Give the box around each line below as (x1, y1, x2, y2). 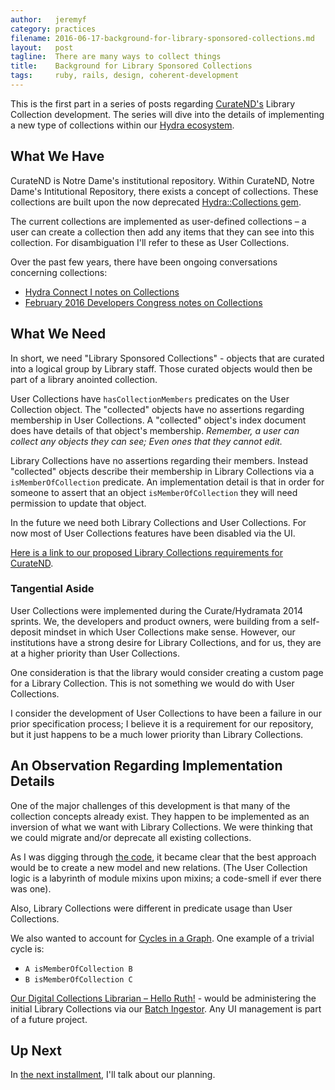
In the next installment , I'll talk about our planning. (10, 1069, 216, 1081)
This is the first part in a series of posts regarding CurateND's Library (10, 97, 296, 110)
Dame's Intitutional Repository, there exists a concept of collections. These (10, 185, 319, 197)
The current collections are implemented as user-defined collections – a (10, 215, 307, 227)
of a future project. (10, 1013, 88, 1025)
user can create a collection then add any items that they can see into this (10, 226, 315, 238)
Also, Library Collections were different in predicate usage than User (10, 902, 293, 914)
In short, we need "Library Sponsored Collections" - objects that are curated (10, 352, 325, 364)
